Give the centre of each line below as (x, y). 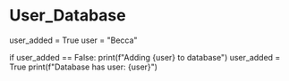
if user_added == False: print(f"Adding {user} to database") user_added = (145, 57)
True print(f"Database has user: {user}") (84, 67)
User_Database (68, 16)
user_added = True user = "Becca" (73, 40)
